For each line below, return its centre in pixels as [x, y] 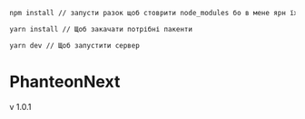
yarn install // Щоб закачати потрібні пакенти [101, 29]
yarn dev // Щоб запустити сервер [75, 45]
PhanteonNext [65, 82]
